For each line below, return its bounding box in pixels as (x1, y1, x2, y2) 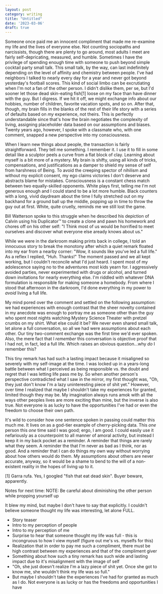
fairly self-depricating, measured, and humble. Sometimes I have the (5, 54, 143, 60)
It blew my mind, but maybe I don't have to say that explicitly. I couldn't (5, 502, 147, 508)
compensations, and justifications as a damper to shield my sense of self (5, 162, 151, 168)
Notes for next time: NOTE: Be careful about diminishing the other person (5, 488, 152, 493)
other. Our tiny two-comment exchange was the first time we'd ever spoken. (5, 330, 158, 337)
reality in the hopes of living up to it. (21, 464, 94, 470)
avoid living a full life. (5, 290, 48, 296)
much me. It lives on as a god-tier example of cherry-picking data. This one (5, 422, 157, 428)
